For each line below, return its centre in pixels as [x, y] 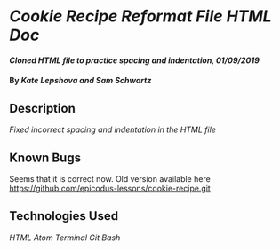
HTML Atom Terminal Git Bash [65, 238]
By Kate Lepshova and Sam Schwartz [80, 81]
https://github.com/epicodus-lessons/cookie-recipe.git [110, 188]
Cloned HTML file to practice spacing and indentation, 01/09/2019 [135, 60]
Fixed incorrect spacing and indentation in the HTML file [112, 129]
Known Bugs [45, 157]
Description [42, 108]
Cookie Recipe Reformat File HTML [141, 16]
